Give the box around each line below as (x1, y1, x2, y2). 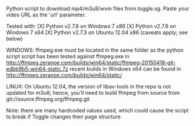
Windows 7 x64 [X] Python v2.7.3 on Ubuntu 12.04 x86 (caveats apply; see (6, 29, 189, 36)
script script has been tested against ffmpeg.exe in (6, 53, 130, 59)
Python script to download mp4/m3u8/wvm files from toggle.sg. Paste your (6, 5, 190, 12)
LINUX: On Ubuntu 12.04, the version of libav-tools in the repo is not (6, 83, 171, 90)
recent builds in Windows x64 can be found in (70, 65, 181, 72)
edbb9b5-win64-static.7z (6, 65, 69, 72)
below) (6, 35, 23, 42)
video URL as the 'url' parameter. (6, 11, 87, 18)
